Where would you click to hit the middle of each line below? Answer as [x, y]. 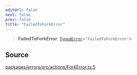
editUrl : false [21, 10]
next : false [18, 15]
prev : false [18, 19]
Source [17, 55]
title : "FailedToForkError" [35, 24]
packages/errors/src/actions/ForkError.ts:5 [50, 67]
